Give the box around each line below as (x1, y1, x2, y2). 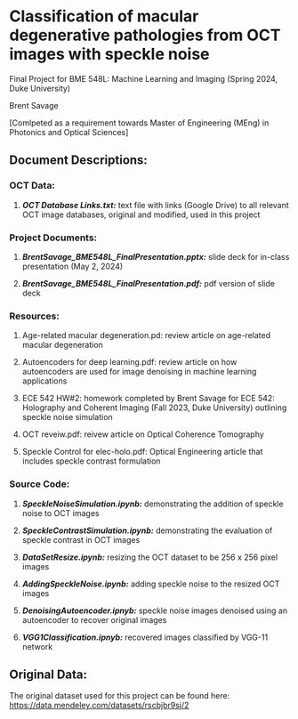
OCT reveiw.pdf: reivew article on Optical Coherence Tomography (21, 429, 264, 440)
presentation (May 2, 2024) (21, 261, 124, 271)
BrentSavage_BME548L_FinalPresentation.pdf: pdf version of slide (21, 278, 276, 288)
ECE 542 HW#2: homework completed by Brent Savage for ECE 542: (21, 393, 276, 404)
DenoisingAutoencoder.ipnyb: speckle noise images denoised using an (21, 605, 287, 616)
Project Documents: (9, 231, 98, 244)
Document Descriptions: (9, 153, 149, 168)
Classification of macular (9, 6, 199, 27)
